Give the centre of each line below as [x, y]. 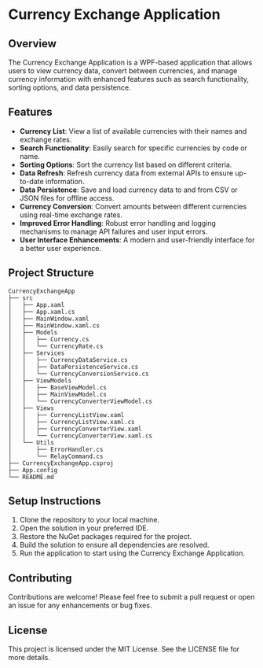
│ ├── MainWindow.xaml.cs [54, 325]
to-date [32, 181]
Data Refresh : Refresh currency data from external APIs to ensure [126, 173]
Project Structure [51, 273]
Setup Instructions [55, 501]
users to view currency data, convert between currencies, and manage [123, 71]
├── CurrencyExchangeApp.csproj [61, 463]
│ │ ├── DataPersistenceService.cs [73, 367]
